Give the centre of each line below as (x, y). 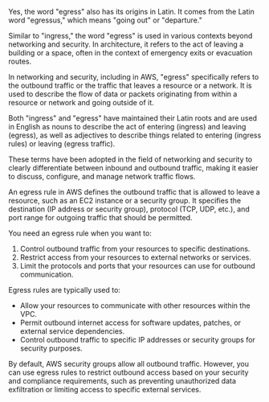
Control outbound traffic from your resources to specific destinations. (135, 249)
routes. (20, 61)
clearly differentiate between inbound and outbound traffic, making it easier (133, 168)
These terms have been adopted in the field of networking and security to (130, 159)
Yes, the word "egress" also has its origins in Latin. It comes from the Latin (131, 12)
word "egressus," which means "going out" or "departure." (105, 20)
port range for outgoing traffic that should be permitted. (100, 217)
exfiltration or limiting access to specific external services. (105, 390)
